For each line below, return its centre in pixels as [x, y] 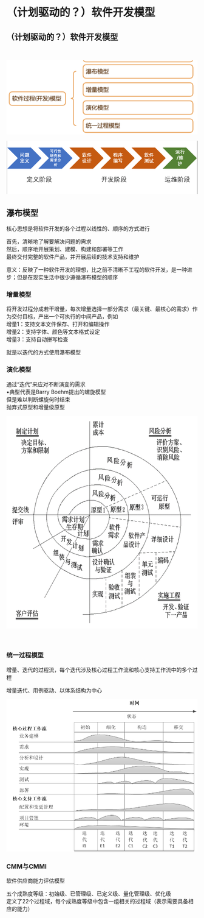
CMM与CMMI [27, 866]
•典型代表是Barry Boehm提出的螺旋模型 [56, 392]
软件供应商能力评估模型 [36, 881]
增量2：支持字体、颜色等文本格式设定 [53, 332]
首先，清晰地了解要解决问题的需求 [49, 242]
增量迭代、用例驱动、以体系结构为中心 [54, 690]
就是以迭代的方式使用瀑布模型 [43, 352]
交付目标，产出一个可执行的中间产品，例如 [65, 317]
